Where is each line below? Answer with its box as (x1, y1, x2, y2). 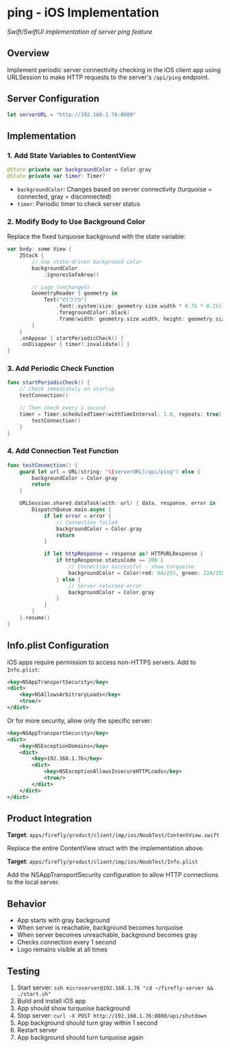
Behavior (7, 898, 47, 909)
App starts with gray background (16, 916, 110, 924)
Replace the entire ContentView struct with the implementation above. (7, 844, 205, 852)
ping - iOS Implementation (7, 5, 159, 21)
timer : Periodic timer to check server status (16, 199, 140, 207)
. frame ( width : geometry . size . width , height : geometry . (55, 315, 216, 322)
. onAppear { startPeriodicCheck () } (19, 334, 125, 341)
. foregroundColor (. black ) (55, 309, 130, 317)
